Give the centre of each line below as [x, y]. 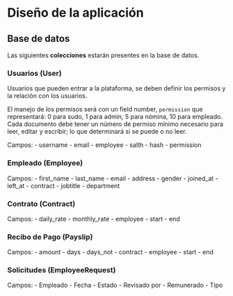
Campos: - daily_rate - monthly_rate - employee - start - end [94, 219]
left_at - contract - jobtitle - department [64, 185]
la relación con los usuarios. [47, 96]
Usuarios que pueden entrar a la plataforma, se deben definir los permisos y [116, 88]
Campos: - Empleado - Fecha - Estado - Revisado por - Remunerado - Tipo [115, 285]
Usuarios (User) [34, 73]
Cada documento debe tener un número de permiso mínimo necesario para [115, 124]
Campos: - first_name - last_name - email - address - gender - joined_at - [113, 178]
